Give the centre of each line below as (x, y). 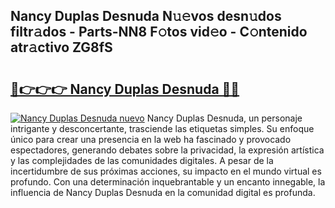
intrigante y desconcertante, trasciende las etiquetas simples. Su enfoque (162, 128)
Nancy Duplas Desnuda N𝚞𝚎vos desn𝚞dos (146, 16)
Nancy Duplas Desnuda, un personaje (224, 118)
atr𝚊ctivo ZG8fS (61, 47)
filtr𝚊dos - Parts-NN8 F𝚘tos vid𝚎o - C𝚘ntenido (159, 32)
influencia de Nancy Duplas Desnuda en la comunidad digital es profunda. (163, 192)
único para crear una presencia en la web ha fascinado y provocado (151, 139)
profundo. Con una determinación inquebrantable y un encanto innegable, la (168, 182)
